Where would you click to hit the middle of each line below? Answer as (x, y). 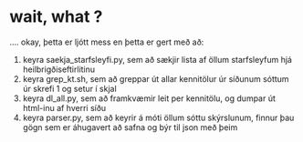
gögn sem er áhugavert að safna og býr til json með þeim (130, 127)
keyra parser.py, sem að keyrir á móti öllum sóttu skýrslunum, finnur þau (158, 117)
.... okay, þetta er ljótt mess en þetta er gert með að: (107, 42)
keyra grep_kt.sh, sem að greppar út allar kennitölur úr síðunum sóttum (156, 78)
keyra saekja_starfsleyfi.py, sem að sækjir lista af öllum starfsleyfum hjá (157, 59)
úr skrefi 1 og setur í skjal (69, 88)
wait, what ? (56, 17)
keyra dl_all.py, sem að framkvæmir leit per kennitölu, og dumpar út (149, 98)
